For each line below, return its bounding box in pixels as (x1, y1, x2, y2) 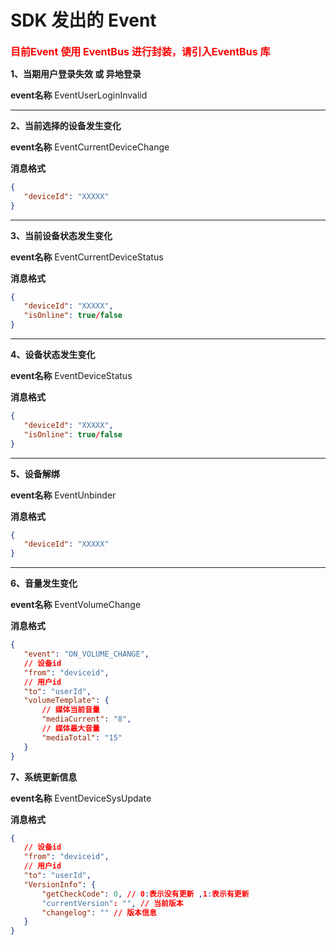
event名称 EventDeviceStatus (10, 370, 133, 382)
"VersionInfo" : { (23, 879, 97, 890)
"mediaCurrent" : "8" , (41, 714, 132, 725)
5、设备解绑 (10, 467, 60, 480)
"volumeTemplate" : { (23, 696, 110, 706)
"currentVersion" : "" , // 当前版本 (41, 898, 184, 908)
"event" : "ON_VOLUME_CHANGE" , (23, 649, 150, 660)
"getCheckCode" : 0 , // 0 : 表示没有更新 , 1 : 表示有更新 (41, 889, 250, 899)
